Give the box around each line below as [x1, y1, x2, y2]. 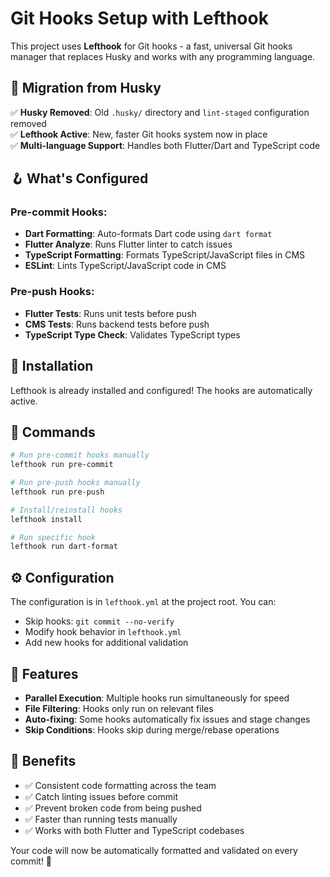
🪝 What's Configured [10, 170, 149, 187]
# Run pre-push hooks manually [10, 478, 141, 488]
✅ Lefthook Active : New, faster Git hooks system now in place [10, 128, 268, 140]
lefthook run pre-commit [10, 460, 114, 470]
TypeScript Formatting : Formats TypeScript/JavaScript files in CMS [24, 249, 306, 261]
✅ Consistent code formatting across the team [24, 779, 217, 791]
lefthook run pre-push [10, 487, 105, 497]
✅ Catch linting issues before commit [24, 790, 179, 802]
